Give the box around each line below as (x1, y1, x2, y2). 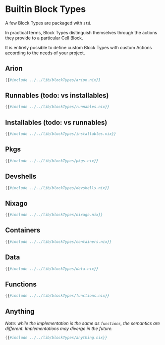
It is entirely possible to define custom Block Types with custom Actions (5, 44, 152, 50)
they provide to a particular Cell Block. (5, 35, 83, 41)
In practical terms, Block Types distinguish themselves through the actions (5, 29, 158, 35)
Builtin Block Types (5, 3, 86, 15)
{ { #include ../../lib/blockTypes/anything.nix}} (5, 335, 108, 340)
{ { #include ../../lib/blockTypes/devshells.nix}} (5, 185, 110, 190)
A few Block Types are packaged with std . (5, 20, 92, 26)
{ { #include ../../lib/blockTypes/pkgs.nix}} (5, 158, 99, 163)
